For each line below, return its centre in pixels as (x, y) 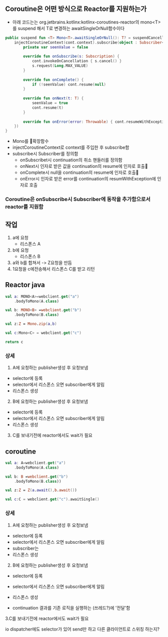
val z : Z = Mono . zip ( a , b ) (31, 324)
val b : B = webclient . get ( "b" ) (37, 477)
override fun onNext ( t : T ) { (53, 98)
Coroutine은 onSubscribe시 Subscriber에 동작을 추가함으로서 (78, 199)
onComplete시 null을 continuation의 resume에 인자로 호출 (79, 172)
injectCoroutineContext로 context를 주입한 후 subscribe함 (71, 147)
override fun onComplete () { (53, 80)
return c (14, 342)
